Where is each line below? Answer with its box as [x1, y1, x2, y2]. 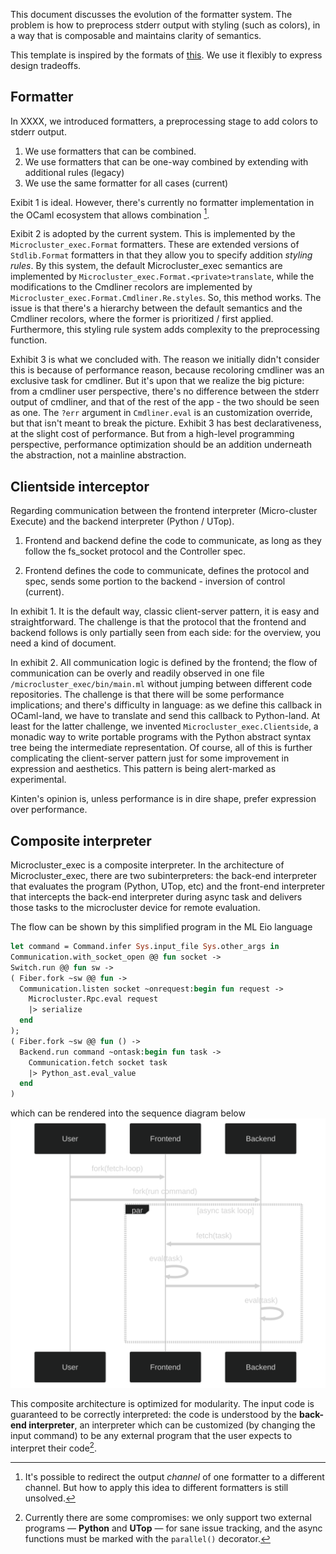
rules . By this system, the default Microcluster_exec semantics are [10, 260, 283, 272]
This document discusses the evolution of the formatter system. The [10, 9, 293, 20]
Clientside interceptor [10, 478, 150, 495]
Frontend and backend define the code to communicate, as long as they [24, 535, 322, 547]
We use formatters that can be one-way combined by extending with [24, 155, 309, 168]
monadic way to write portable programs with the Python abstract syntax [10, 731, 312, 743]
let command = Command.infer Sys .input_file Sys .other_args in [10, 942, 280, 952]
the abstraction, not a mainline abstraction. [10, 449, 187, 461]
